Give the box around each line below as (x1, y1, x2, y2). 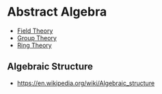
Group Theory (16, 33, 57, 42)
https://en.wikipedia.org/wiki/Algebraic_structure (16, 79, 155, 87)
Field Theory (16, 27, 53, 35)
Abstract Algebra (7, 4, 107, 20)
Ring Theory (16, 41, 53, 49)
